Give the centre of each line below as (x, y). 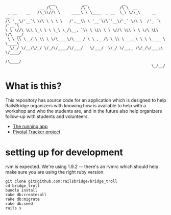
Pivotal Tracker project (36, 132)
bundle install (21, 190)
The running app (30, 126)
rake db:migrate (22, 199)
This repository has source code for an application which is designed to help (86, 100)
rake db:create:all (26, 195)
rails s (14, 208)
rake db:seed (19, 204)
